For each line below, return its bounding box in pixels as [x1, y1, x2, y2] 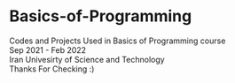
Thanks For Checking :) [9, 64, 95, 74]
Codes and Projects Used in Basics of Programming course [9, 35, 226, 46]
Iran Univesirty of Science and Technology [9, 54, 166, 64]
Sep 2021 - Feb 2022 [9, 44, 87, 55]
